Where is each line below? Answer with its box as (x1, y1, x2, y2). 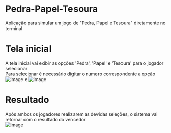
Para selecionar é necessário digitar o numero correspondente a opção (5, 71, 156, 77)
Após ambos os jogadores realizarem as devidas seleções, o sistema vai (5, 111, 158, 117)
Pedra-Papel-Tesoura (5, 3, 99, 15)
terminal (5, 25, 23, 31)
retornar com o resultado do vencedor (5, 116, 86, 122)
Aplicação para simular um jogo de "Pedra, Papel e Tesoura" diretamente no (5, 20, 166, 26)
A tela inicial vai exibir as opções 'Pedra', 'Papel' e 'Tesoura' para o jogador (5, 60, 164, 66)
